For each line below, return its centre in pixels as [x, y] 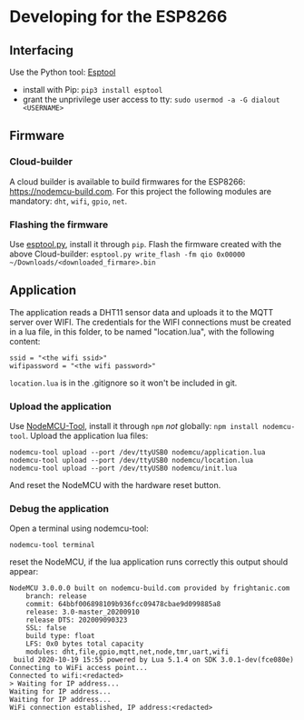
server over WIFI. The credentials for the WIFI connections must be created [151, 322]
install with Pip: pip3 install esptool [93, 90]
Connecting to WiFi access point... [78, 668]
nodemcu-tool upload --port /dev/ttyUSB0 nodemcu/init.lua [123, 469]
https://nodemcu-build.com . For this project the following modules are [141, 191]
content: [25, 341]
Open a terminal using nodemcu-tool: [79, 528]
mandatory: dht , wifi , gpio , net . [69, 201]
